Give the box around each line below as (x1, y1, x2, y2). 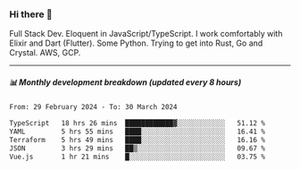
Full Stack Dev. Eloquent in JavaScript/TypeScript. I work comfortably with (9, 29, 283, 39)
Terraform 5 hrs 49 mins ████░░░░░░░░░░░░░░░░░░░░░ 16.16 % (9, 135, 266, 144)
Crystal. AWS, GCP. (9, 47, 81, 58)
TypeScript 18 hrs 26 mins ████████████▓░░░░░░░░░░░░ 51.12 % (9, 119, 266, 128)
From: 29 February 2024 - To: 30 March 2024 (9, 103, 178, 112)
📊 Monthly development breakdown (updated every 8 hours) (9, 76, 242, 88)
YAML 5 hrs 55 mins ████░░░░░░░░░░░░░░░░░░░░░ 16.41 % (9, 127, 266, 137)
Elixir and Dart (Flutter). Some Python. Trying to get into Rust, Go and (9, 38, 263, 48)
